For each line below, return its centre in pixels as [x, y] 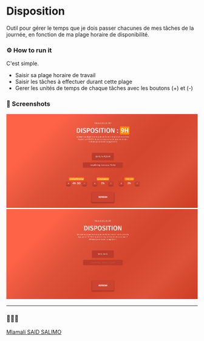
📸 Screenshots [28, 104]
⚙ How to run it [29, 50]
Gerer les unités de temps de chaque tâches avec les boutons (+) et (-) [104, 88]
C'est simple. [23, 64]
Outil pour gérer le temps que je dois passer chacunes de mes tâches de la [100, 28]
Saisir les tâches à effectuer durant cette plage [73, 82]
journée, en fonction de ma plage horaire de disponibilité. [78, 34]
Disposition [36, 11]
